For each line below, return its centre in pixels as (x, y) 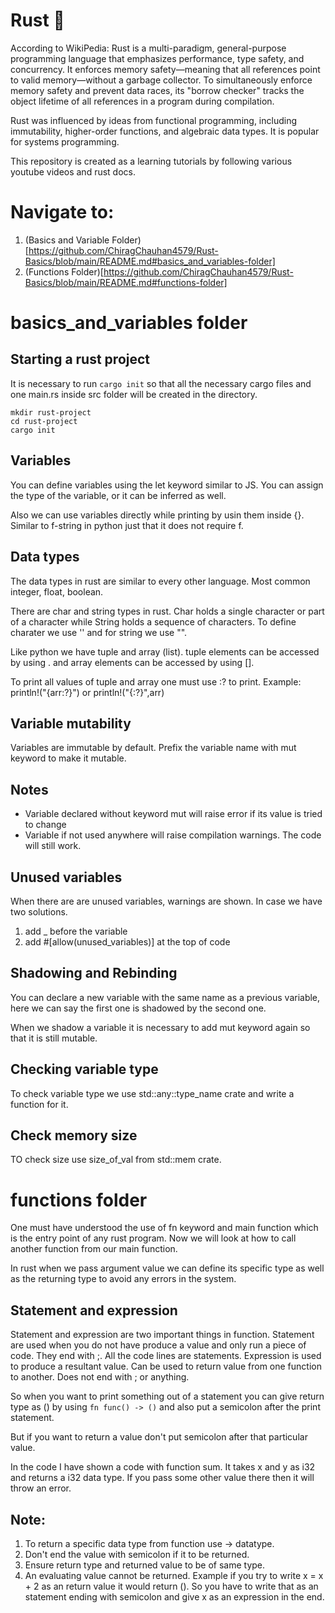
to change (45, 825)
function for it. (39, 1104)
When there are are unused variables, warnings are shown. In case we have (166, 901)
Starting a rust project (80, 359)
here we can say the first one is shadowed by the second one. (138, 1008)
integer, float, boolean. (57, 591)
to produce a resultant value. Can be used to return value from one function (166, 1366)
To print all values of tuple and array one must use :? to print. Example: (156, 681)
